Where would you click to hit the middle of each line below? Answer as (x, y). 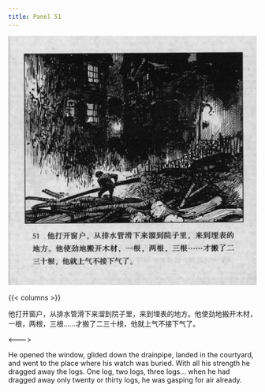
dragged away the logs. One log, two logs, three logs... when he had (119, 371)
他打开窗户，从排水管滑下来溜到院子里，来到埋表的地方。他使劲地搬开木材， (132, 314)
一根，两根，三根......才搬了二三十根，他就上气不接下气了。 (104, 324)
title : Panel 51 (35, 17)
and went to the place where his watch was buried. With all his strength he (129, 364)
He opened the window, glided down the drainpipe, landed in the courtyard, (131, 355)
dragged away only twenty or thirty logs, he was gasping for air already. (125, 380)
